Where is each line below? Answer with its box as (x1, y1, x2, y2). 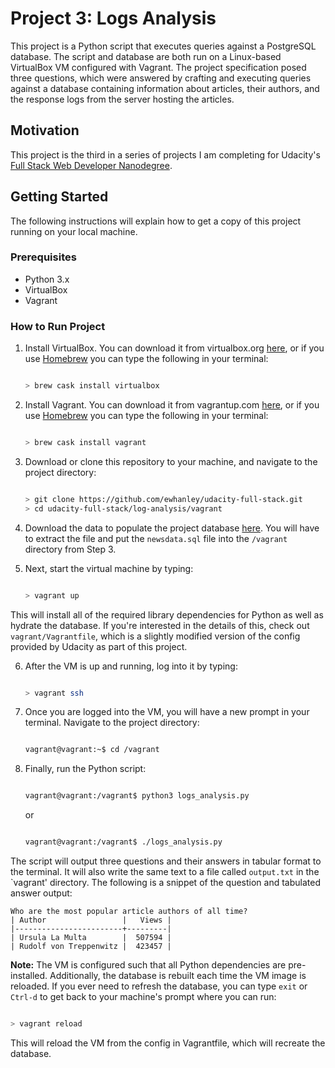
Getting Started (10, 188, 109, 206)
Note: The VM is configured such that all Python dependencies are (10, 959, 287, 971)
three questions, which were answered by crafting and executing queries (10, 72, 312, 84)
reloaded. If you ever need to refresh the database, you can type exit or (10, 980, 308, 992)
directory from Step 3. (24, 543, 117, 555)
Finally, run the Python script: (24, 763, 147, 775)
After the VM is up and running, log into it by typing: (24, 660, 238, 672)
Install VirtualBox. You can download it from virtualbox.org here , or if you (24, 342, 325, 354)
